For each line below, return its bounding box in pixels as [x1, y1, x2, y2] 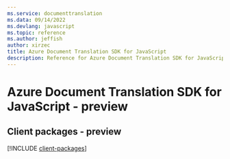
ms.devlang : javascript [7, 23, 75, 29]
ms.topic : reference [7, 29, 66, 36]
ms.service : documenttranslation [7, 10, 103, 17]
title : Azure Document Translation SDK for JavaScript [7, 49, 167, 56]
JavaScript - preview [7, 99, 129, 114]
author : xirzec [7, 42, 51, 49]
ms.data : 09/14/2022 [7, 16, 66, 23]
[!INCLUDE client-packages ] [7, 144, 87, 152]
